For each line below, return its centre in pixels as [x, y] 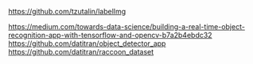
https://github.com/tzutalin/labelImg [67, 11]
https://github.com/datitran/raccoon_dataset [81, 52]
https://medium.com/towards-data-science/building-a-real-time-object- [127, 26]
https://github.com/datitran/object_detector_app [87, 43]
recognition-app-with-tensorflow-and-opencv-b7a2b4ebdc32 [110, 35]
